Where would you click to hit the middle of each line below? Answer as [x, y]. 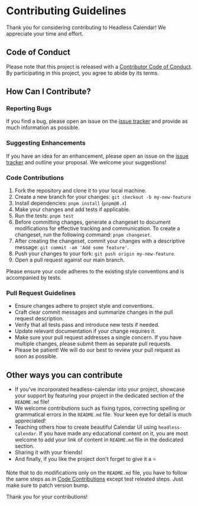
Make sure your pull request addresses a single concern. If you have [98, 338]
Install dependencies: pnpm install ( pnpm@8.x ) [71, 203]
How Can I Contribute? [49, 92]
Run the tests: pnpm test [44, 216]
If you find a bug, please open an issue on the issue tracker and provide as [97, 121]
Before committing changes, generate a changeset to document [92, 222]
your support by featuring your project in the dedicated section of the [99, 396]
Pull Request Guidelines [41, 293]
